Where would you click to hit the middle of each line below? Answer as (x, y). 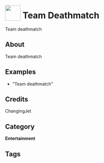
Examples (20, 72)
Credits (17, 99)
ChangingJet (18, 111)
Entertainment (20, 138)
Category (20, 126)
